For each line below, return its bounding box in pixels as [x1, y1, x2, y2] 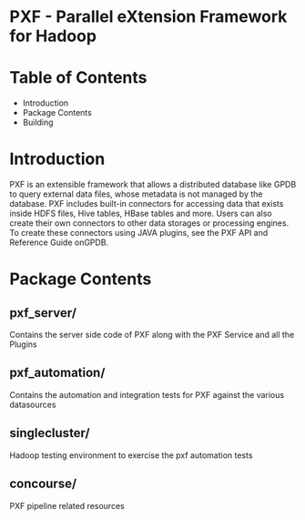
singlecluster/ [9, 425, 90, 441]
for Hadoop [9, 25, 97, 46]
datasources [9, 399, 56, 410]
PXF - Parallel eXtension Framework [9, 6, 288, 27]
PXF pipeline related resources [9, 500, 125, 511]
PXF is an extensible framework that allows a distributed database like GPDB [9, 179, 297, 190]
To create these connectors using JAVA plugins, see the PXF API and [9, 228, 269, 239]
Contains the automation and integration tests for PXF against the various [9, 389, 285, 400]
